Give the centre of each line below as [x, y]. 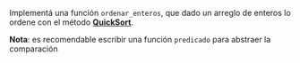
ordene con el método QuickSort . [72, 22]
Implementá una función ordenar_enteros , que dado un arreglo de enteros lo [150, 13]
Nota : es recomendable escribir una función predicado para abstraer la [140, 39]
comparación [34, 49]
